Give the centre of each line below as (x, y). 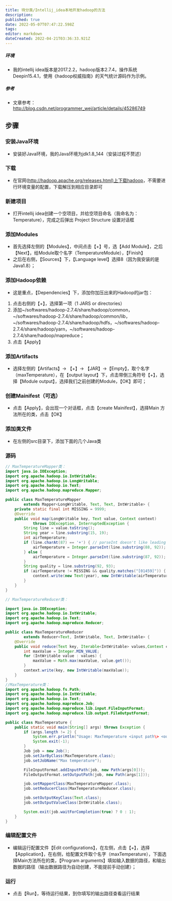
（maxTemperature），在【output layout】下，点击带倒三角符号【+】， (86, 375)
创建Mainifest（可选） (33, 396)
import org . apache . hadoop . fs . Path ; (43, 689)
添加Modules (22, 235)
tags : (11, 29)
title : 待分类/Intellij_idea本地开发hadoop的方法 (56, 10)
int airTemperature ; (46, 538)
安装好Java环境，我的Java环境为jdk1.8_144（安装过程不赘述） (78, 154)
